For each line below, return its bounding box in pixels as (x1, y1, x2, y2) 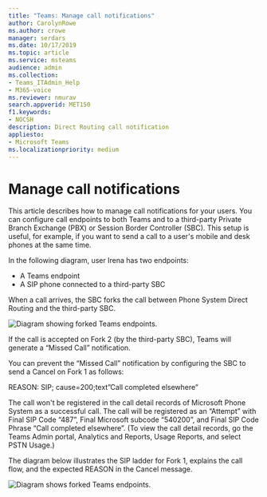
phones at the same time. (8, 241, 92, 250)
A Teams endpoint (19, 271, 80, 280)
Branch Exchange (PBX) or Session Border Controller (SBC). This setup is (8, 223, 249, 233)
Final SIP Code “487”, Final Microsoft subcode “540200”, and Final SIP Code (8, 415, 259, 424)
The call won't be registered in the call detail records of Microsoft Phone (8, 398, 246, 408)
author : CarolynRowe (8, 19, 77, 27)
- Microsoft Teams (8, 137, 69, 146)
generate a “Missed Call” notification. (8, 343, 132, 352)
